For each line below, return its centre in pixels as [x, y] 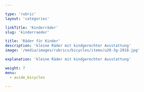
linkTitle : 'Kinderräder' [32, 28]
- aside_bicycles [27, 77]
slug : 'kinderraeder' [27, 32]
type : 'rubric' [21, 14]
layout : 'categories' [27, 19]
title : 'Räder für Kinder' [33, 41]
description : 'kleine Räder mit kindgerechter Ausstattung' [68, 46]
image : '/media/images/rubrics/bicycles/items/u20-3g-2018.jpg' [72, 50]
